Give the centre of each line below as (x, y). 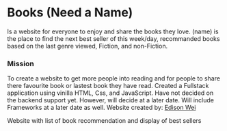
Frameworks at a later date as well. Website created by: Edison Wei (102, 108)
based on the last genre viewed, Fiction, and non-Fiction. (88, 46)
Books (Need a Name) (70, 13)
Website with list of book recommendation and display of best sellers (104, 121)
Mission (21, 63)
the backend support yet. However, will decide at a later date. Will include (110, 100)
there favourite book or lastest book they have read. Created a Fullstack (108, 86)
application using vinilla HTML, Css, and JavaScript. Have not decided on (110, 93)
